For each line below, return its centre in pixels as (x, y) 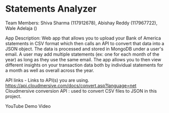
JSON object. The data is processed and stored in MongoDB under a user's (84, 49)
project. (13, 96)
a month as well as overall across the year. (50, 70)
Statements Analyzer (51, 9)
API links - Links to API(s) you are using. (47, 80)
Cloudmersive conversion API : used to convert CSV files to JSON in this (81, 91)
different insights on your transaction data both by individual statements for (84, 65)
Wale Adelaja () (21, 28)
